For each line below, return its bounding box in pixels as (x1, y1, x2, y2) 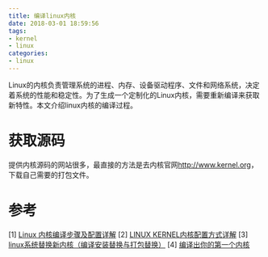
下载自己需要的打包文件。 (8, 170, 94, 179)
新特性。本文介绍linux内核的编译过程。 (8, 100, 137, 110)
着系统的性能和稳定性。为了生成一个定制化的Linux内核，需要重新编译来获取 (8, 90, 260, 99)
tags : (8, 27, 27, 35)
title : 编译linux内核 (8, 11, 77, 20)
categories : (8, 49, 48, 57)
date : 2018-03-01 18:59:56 (8, 19, 99, 27)
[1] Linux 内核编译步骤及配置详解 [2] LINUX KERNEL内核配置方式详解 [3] (8, 230, 249, 239)
